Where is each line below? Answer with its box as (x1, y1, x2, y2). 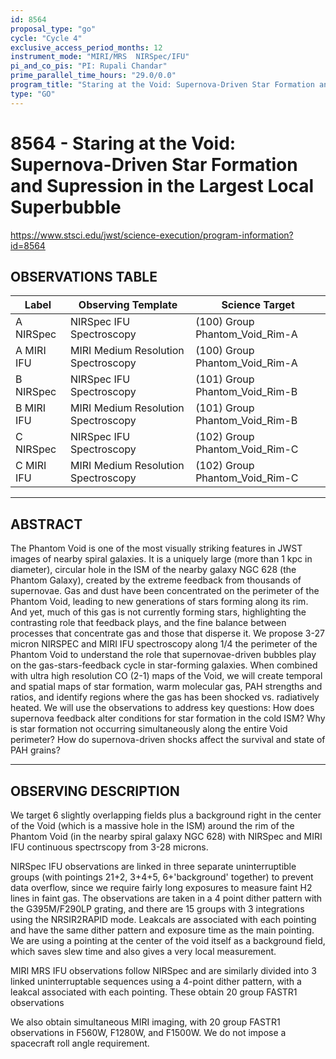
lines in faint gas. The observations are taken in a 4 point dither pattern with (10, 892, 323, 904)
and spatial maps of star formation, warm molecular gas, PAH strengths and (10, 681, 323, 693)
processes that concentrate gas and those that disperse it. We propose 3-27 (10, 627, 325, 640)
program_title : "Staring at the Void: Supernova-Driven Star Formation (10, 80, 315, 90)
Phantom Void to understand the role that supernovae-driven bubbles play (10, 649, 317, 661)
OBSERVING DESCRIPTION (10, 782, 180, 800)
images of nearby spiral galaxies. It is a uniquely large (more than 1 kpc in (10, 553, 313, 565)
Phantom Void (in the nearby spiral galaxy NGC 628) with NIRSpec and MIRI (10, 831, 323, 842)
